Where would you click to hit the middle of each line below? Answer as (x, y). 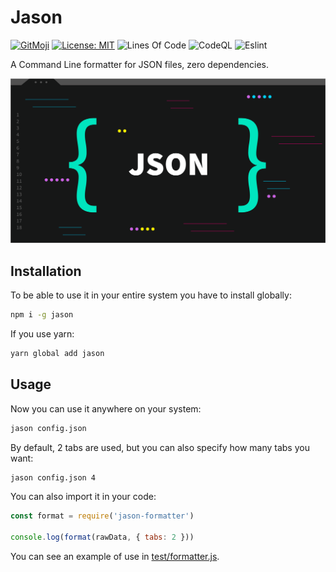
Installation (46, 271)
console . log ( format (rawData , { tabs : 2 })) (102, 537)
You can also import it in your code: (83, 497)
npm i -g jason (42, 315)
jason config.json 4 (53, 477)
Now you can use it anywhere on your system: (106, 408)
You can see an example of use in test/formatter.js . (115, 556)
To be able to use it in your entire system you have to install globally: (151, 295)
